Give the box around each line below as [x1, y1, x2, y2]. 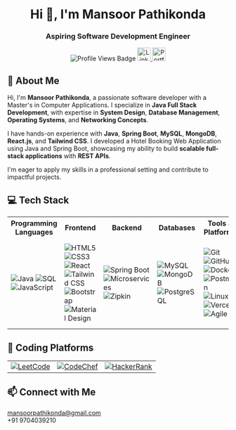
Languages [15, 228, 53, 237]
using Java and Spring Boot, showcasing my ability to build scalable [7, 144, 205, 153]
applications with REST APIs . [25, 152, 111, 160]
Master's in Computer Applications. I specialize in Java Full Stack [7, 101, 197, 110]
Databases [158, 223, 195, 233]
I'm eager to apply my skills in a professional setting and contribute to [7, 165, 209, 174]
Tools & [207, 219, 233, 228]
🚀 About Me [7, 74, 60, 86]
